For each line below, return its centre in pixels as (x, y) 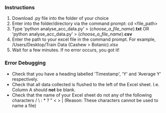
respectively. (25, 79)
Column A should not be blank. (44, 90)
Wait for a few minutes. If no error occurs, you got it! (66, 50)
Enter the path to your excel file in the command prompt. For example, (84, 39)
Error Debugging (25, 63)
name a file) (24, 106)
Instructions (20, 7)
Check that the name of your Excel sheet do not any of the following (82, 95)
